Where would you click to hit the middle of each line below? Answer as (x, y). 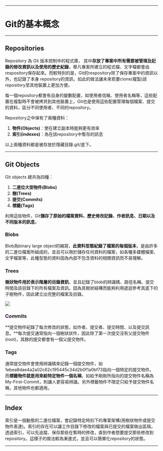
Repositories (25, 48)
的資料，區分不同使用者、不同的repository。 (49, 107)
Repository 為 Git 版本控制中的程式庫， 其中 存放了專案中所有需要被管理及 (78, 61)
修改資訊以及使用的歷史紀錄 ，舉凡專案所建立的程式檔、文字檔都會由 (81, 67)
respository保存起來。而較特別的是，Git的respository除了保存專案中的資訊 (79, 73)
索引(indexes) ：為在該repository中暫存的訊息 (57, 134)
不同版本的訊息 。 (22, 222)
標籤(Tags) (23, 205)
